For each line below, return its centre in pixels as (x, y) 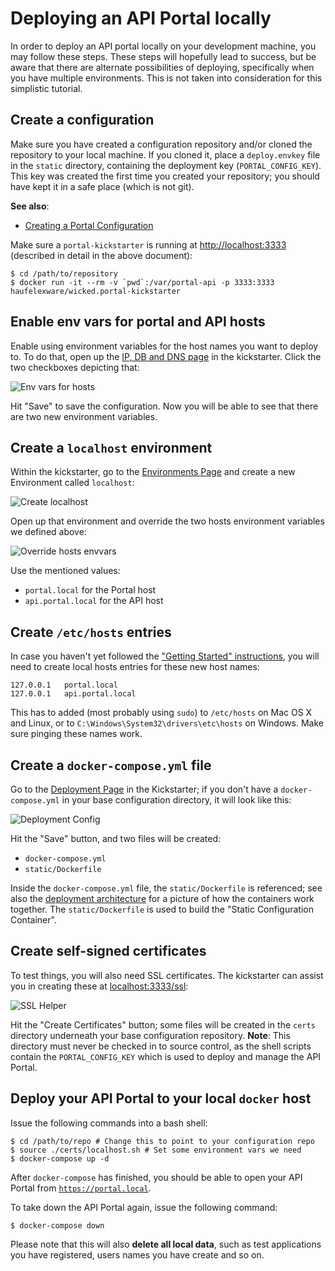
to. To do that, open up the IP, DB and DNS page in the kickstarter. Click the (166, 356)
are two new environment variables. (84, 416)
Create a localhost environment (111, 447)
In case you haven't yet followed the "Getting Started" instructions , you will (165, 656)
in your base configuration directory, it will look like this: (176, 800)
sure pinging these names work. (76, 734)
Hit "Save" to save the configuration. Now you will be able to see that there (164, 406)
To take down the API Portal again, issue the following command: (144, 1207)
